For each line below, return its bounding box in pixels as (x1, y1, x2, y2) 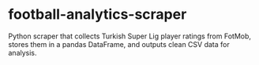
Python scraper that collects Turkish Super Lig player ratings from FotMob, (8, 31, 251, 41)
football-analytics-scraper (8, 5, 187, 23)
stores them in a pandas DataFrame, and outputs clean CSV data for (8, 39, 231, 49)
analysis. (8, 48, 37, 57)
